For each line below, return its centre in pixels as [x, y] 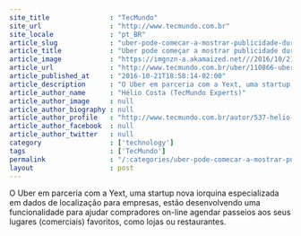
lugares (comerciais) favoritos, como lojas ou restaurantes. [118, 222]
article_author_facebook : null [72, 127]
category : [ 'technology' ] [92, 143]
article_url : [62, 68]
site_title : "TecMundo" [84, 17]
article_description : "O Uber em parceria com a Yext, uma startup [150, 84]
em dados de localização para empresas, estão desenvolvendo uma [135, 203]
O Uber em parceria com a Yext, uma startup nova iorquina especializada [144, 193]
